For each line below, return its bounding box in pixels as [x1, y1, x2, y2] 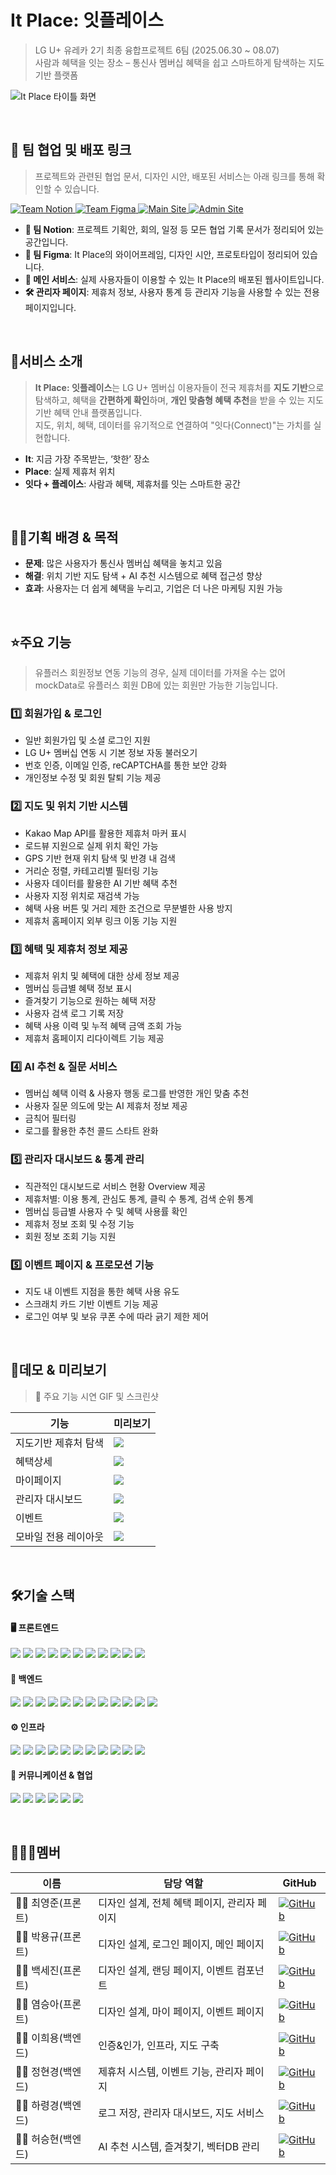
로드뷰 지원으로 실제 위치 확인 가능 [24, 839, 159, 851]
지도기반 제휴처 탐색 [15, 1436, 105, 1450]
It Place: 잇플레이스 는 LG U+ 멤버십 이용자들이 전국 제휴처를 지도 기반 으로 [34, 381, 325, 393]
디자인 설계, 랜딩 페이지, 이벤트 [98, 1963, 235, 1977]
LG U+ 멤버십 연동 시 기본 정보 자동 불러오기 [24, 747, 198, 759]
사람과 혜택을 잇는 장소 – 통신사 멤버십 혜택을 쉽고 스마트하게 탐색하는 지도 [34, 56, 325, 68]
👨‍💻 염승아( [15, 1997, 63, 2011]
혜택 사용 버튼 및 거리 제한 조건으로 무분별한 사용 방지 [24, 902, 233, 914]
